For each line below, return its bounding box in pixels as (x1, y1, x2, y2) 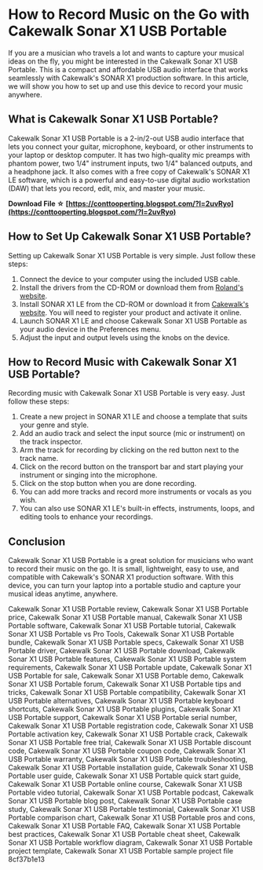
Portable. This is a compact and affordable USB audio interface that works (8, 64, 249, 74)
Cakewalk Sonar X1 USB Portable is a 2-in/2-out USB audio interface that (8, 133, 245, 143)
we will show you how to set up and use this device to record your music (8, 81, 243, 91)
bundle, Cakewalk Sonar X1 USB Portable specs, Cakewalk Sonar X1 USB (8, 638, 245, 647)
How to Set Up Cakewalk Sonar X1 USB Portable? (8, 230, 251, 243)
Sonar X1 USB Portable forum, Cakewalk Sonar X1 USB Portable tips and (8, 679, 242, 689)
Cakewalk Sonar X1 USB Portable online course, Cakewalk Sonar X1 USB (8, 780, 243, 789)
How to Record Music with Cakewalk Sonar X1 (8, 355, 237, 368)
